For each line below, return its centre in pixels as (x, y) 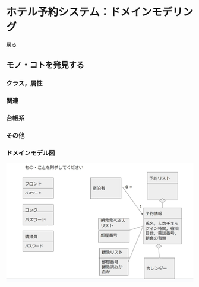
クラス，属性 (24, 84)
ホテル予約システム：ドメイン (79, 12)
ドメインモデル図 (31, 153)
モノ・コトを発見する (45, 65)
